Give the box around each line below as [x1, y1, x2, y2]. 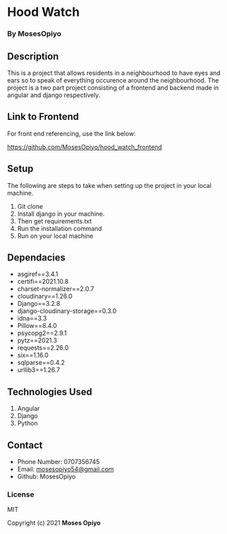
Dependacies [7, 251, 66, 264]
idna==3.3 [17, 314, 47, 322]
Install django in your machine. [17, 209, 105, 218]
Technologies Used [7, 386, 92, 397]
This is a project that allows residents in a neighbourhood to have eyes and [7, 69, 221, 77]
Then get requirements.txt [17, 216, 92, 225]
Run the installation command [17, 224, 102, 232]
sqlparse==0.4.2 [17, 359, 65, 367]
